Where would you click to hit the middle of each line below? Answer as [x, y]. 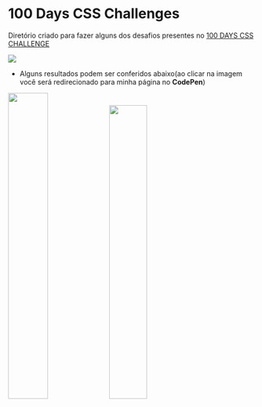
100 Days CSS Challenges [94, 14]
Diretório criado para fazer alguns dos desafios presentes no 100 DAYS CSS [131, 35]
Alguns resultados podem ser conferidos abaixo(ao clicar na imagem [131, 73]
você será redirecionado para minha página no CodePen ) [112, 82]
